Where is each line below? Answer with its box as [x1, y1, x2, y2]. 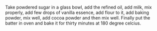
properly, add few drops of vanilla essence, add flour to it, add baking [5, 9, 149, 15]
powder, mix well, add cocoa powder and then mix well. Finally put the [5, 15, 150, 20]
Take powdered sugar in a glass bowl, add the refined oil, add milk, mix [5, 4, 152, 10]
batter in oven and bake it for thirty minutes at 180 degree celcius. [5, 20, 141, 26]
